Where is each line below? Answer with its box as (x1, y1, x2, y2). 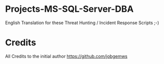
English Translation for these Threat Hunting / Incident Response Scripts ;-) (5, 20, 160, 26)
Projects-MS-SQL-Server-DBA (5, 3, 134, 15)
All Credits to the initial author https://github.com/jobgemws (5, 53, 128, 59)
